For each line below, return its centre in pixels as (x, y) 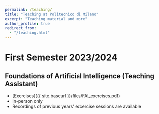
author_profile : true (28, 24)
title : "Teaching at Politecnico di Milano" (52, 14)
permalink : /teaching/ (29, 10)
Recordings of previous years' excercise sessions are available (77, 106)
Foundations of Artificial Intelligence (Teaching (79, 76)
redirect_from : (21, 28)
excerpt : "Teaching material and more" (46, 19)
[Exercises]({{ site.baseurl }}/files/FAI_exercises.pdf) (66, 96)
